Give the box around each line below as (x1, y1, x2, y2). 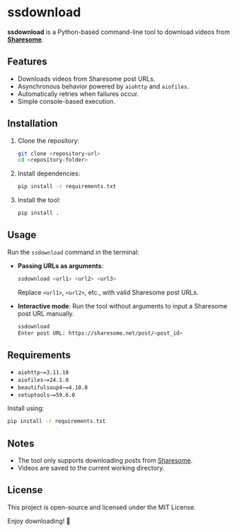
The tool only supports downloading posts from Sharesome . (17, 456, 193, 464)
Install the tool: (17, 196, 62, 204)
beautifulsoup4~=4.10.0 (17, 384, 88, 391)
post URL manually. (17, 309, 74, 318)
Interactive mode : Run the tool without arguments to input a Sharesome (17, 301, 228, 310)
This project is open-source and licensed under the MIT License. (7, 503, 196, 511)
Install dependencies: (17, 169, 81, 178)
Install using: (7, 404, 45, 412)
